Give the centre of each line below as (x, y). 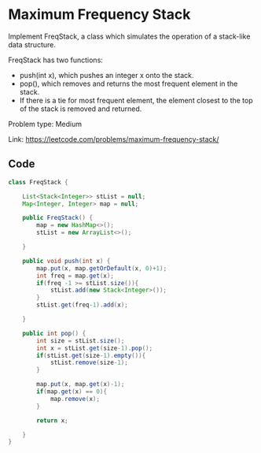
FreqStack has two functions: (56, 60)
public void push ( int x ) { (66, 261)
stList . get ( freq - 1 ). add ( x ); (82, 305)
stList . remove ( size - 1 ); (89, 363)
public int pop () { (54, 333)
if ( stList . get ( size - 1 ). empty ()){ (91, 355)
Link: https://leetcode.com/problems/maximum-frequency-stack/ (114, 139)
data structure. (32, 44)
